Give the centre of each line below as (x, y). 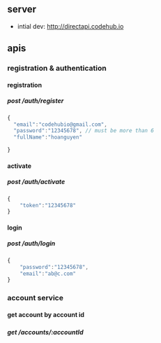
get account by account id (46, 314)
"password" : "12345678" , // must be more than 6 (84, 131)
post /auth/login (31, 244)
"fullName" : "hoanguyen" (48, 137)
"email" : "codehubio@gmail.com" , (61, 124)
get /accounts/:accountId (45, 332)
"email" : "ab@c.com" (48, 274)
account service (36, 298)
